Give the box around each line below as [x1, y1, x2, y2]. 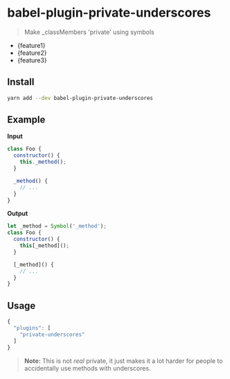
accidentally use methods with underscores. [24, 364, 151, 372]
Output [7, 210, 28, 218]
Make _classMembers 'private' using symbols [24, 28, 154, 36]
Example [7, 114, 46, 126]
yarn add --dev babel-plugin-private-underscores [7, 94, 154, 101]
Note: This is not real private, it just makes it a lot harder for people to [24, 356, 223, 365]
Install [7, 76, 35, 88]
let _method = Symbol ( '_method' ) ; [7, 223, 107, 230]
